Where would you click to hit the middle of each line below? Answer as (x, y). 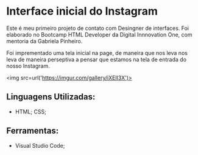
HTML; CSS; (31, 112)
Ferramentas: (33, 131)
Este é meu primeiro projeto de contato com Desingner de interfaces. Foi (98, 28)
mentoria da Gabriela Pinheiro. (44, 41)
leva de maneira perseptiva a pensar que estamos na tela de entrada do (97, 59)
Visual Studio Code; (40, 145)
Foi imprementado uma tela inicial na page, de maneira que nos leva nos (97, 52)
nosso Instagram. (28, 66)
